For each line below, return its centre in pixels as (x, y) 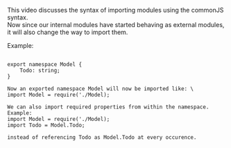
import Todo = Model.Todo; (46, 125)
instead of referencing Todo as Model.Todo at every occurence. (102, 138)
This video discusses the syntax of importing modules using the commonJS (115, 10)
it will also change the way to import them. (68, 32)
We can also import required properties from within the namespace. (108, 107)
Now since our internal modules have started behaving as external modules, (116, 25)
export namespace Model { (44, 65)
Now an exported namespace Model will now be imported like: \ (101, 89)
